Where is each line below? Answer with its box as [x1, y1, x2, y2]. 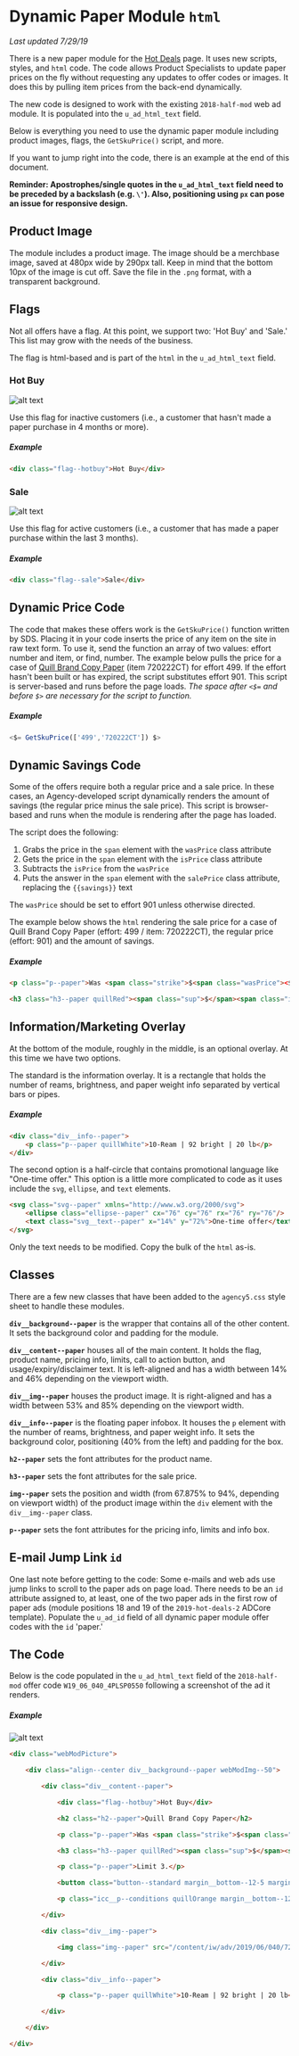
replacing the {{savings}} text [21, 882, 133, 893]
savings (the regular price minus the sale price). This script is [9, 800, 234, 811]
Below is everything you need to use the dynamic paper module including [9, 125, 279, 136]
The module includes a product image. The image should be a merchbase [9, 247, 280, 258]
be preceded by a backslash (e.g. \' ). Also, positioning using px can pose [9, 188, 285, 199]
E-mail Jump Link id [9, 1550, 123, 1565]
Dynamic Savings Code [9, 757, 141, 772]
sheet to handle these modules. [9, 1300, 125, 1311]
